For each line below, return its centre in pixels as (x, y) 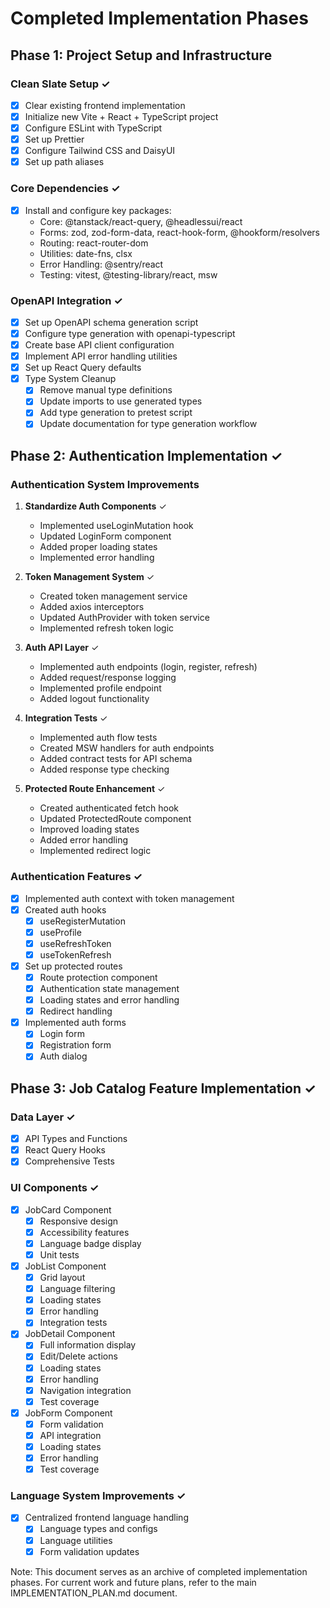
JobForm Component (68, 1413)
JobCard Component (68, 1209)
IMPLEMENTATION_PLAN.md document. (94, 1593)
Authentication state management (109, 989)
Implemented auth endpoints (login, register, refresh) (148, 667)
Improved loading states (89, 829)
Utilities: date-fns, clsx (86, 253)
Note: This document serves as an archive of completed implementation (159, 1571)
